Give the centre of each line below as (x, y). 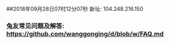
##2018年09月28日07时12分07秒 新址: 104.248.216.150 (75, 9)
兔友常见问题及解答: (36, 26)
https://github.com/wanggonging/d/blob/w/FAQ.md (85, 34)
